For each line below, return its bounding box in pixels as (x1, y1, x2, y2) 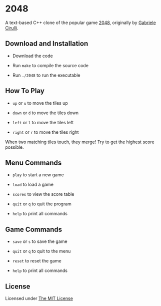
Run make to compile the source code (12, 62, 89, 68)
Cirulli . (5, 25, 18, 31)
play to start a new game (12, 172, 64, 178)
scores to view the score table (12, 191, 74, 197)
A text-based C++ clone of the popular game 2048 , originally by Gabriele (5, 20, 156, 26)
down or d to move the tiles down (12, 110, 79, 116)
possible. (5, 144, 24, 150)
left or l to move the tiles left (12, 119, 74, 125)
